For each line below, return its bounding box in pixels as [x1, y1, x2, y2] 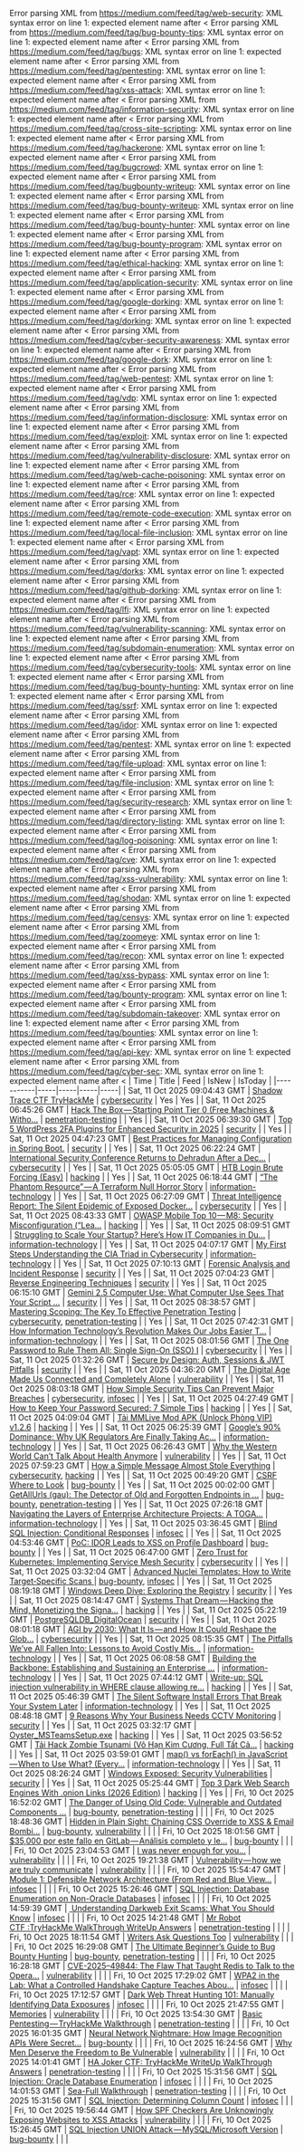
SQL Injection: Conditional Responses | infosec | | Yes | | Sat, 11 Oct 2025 [9, 1527, 282, 1538]
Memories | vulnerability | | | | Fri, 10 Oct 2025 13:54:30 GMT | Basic [9, 2009, 263, 2019]
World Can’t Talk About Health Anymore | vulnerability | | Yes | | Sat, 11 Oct [9, 1450, 287, 1461]
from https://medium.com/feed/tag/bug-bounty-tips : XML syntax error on [9, 27, 284, 37]
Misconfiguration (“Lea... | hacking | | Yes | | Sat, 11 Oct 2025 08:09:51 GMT [9, 1220, 291, 1230]
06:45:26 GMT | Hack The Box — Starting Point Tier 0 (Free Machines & [9, 1105, 275, 1115]
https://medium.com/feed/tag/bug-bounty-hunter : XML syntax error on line [9, 219, 290, 230]
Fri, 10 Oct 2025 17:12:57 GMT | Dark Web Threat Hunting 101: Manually [9, 1989, 275, 2000]
